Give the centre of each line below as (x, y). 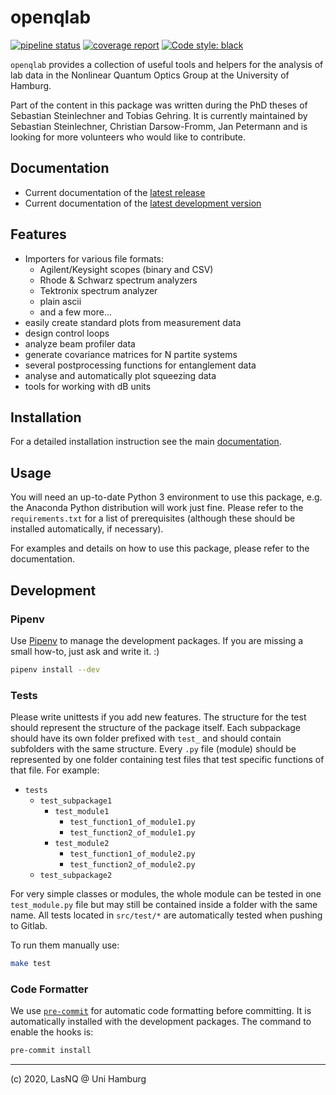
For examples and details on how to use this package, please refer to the (160, 548)
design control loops (67, 333)
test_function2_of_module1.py (132, 833)
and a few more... (76, 312)
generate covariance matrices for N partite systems (131, 354)
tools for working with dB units (88, 386)
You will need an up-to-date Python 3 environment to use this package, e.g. (166, 497)
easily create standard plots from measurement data (133, 322)
